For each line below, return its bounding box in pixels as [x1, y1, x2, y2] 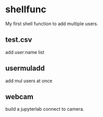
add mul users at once [5, 77, 53, 84]
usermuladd [5, 64, 45, 73]
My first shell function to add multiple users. [5, 21, 98, 27]
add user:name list [5, 49, 45, 55]
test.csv [5, 35, 32, 44]
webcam [5, 92, 34, 101]
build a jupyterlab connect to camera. [5, 106, 85, 112]
